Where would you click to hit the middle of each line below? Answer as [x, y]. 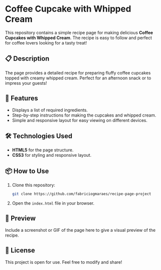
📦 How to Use [27, 171]
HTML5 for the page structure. [43, 150]
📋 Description [27, 59]
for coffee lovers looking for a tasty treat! [46, 43]
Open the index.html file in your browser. [53, 203]
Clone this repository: [33, 185]
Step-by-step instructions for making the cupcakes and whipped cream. [84, 115]
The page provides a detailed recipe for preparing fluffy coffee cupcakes [78, 73]
